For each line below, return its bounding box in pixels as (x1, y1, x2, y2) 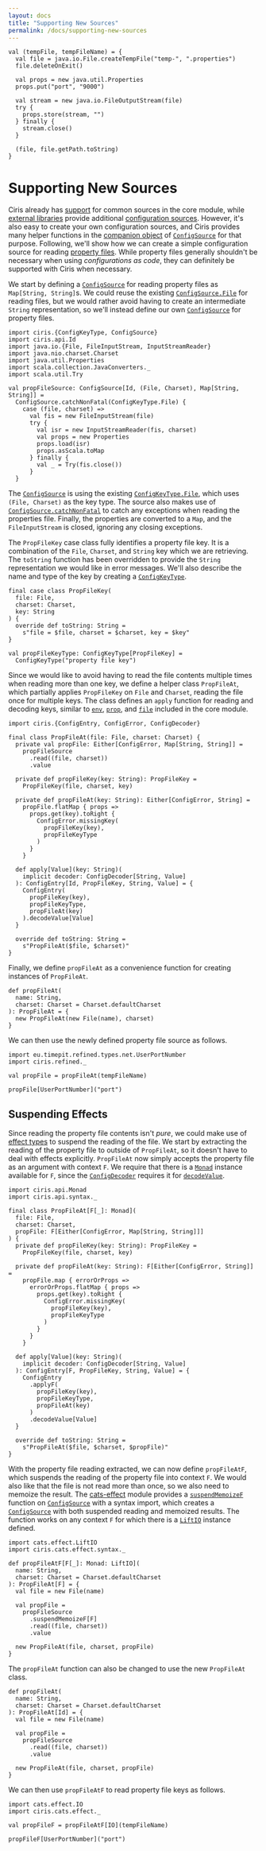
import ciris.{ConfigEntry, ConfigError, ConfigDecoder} (8, 720, 201, 728)
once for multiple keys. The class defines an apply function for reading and (8, 696, 254, 706)
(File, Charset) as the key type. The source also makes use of (8, 498, 216, 507)
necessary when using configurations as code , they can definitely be (8, 256, 235, 265)
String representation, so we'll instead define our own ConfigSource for (8, 305, 241, 315)
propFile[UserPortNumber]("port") (8, 1086, 123, 1094)
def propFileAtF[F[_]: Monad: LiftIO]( (8, 1559, 141, 1568)
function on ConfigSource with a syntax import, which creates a (8, 1498, 214, 1508)
